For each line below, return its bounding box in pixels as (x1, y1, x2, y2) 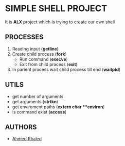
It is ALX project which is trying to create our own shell (5, 19, 115, 25)
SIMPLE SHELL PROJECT (5, 3, 107, 14)
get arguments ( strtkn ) (12, 98, 58, 104)
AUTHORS (5, 123, 37, 131)
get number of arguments (12, 93, 64, 99)
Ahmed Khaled (12, 136, 42, 142)
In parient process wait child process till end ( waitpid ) (12, 66, 121, 72)
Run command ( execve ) (19, 56, 68, 62)
